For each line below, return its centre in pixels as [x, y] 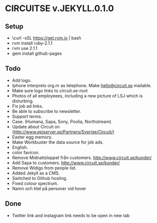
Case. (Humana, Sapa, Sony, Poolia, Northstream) [62, 121]
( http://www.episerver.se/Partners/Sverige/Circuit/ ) [63, 132]
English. [20, 147]
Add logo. [22, 80]
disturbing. [23, 101]
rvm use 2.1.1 [25, 48]
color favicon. [26, 152]
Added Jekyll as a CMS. [36, 173]
